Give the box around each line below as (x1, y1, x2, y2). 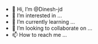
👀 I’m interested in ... (11, 12, 62, 19)
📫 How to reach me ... (11, 32, 67, 38)
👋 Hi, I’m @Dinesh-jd (11, 6, 63, 12)
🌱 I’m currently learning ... (11, 18, 75, 25)
